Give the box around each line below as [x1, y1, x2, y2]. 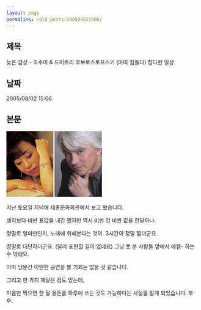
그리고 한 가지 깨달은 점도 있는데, [6, 276, 85, 284]
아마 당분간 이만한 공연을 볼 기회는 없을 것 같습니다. [6, 263, 128, 270]
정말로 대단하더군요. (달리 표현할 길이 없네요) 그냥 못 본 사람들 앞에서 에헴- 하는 [6, 242, 195, 250]
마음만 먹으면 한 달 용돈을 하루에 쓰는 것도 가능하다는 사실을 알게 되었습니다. [6, 289, 188, 297]
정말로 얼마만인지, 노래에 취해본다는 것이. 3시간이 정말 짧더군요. [6, 229, 158, 237]
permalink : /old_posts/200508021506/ [6, 16, 103, 23]
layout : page [6, 10, 40, 16]
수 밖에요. [6, 250, 29, 257]
